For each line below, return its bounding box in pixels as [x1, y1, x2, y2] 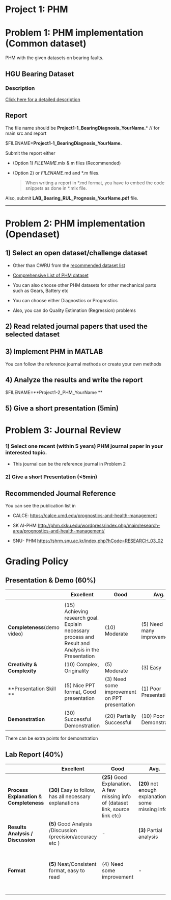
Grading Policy [5, 555, 69, 567]
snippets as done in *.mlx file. [25, 185, 88, 191]
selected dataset [5, 330, 60, 339]
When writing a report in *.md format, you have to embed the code [25, 180, 165, 186]
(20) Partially [104, 713, 136, 720]
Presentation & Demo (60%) [5, 576, 96, 585]
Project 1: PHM [5, 4, 68, 15]
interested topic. [5, 449, 47, 456]
